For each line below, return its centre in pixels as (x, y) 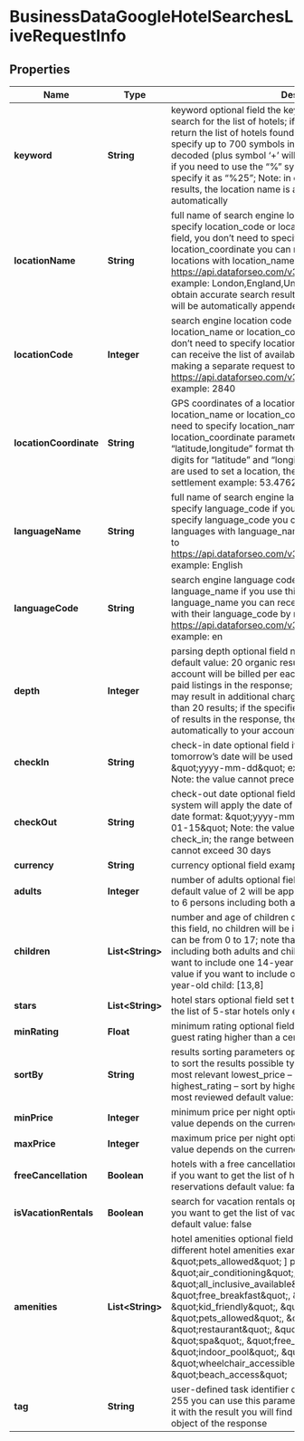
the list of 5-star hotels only (230, 1011)
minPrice (34, 1118)
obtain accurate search (220, 294)
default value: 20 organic (224, 663)
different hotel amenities (222, 1250)
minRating (36, 1032)
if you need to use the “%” (226, 167)
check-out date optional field (233, 794)
